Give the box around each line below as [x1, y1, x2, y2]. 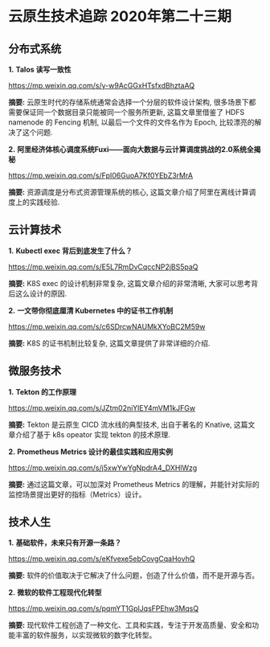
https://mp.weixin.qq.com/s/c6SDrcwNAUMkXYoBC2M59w [8, 321, 206, 331]
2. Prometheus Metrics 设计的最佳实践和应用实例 [8, 447, 174, 457]
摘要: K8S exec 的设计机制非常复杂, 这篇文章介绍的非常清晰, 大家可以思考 [8, 278, 252, 288]
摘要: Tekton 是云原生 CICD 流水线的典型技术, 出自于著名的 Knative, [8, 420, 232, 429]
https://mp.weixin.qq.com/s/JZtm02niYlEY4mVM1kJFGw [8, 403, 195, 412]
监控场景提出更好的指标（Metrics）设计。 [8, 489, 146, 499]
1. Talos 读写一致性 [8, 65, 72, 74]
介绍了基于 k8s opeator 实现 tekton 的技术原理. [14, 429, 171, 439]
